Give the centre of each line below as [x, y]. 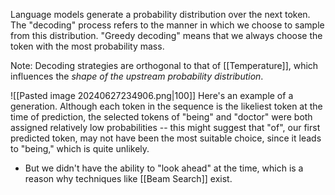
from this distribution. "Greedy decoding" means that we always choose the [166, 35]
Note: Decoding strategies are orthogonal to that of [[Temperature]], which [164, 65]
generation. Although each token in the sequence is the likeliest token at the [166, 106]
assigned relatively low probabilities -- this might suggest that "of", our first [165, 127]
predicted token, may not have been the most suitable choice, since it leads [166, 138]
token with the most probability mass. [87, 46]
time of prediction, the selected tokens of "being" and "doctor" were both [161, 117]
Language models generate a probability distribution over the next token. [160, 14]
